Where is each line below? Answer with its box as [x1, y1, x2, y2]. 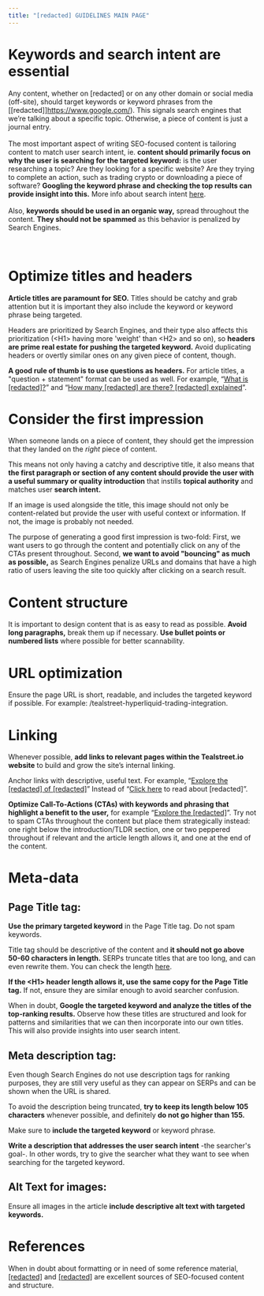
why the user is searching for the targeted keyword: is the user [8, 155, 218, 165]
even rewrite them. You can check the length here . [8, 962, 173, 972]
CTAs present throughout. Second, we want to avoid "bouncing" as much [8, 549, 251, 559]
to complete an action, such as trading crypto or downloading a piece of [8, 172, 243, 182]
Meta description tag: [8, 1049, 117, 1062]
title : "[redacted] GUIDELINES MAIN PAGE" [8, 11, 150, 20]
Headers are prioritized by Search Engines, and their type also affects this [8, 325, 248, 335]
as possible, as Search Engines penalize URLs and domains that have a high [8, 557, 257, 567]
